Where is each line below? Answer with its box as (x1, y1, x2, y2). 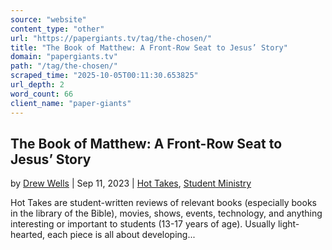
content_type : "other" (10, 24, 105, 34)
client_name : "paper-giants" (10, 98, 132, 108)
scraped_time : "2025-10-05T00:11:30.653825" (10, 71, 199, 81)
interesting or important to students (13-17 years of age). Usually (10, 218, 276, 230)
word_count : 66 (10, 89, 74, 99)
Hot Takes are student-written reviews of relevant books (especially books (10, 197, 317, 209)
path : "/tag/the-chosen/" (10, 61, 118, 71)
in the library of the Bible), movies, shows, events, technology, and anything (10, 207, 323, 220)
